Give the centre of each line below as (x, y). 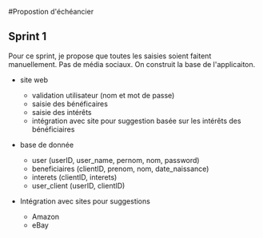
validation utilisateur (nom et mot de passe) (103, 95)
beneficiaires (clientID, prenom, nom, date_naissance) (120, 169)
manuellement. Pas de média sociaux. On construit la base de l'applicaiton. (132, 64)
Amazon (46, 216)
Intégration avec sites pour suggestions (85, 201)
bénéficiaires (53, 129)
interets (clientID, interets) (74, 177)
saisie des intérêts (62, 112)
